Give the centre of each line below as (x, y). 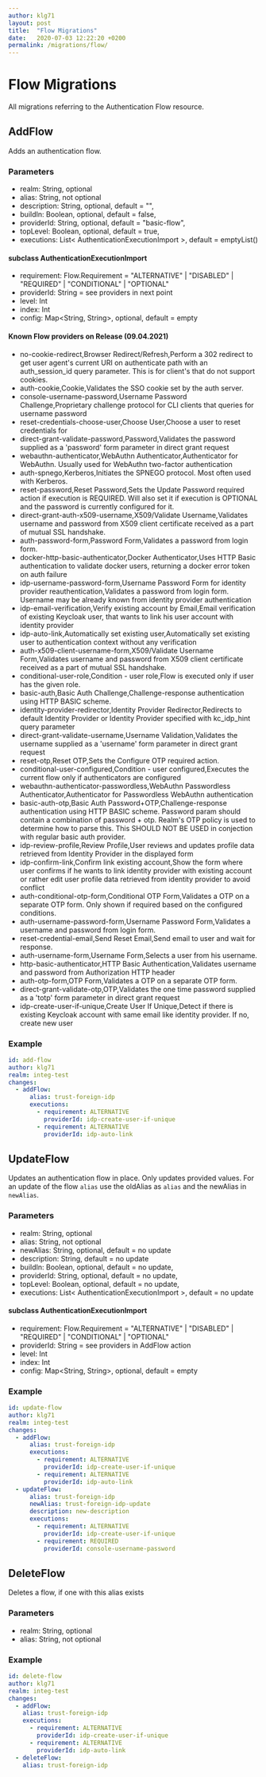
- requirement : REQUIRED (78, 1541)
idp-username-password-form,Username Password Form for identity (133, 583)
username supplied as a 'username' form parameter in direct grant (129, 743)
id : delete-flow (35, 1677)
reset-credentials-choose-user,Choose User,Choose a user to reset (130, 422)
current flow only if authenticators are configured (100, 777)
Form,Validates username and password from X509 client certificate (131, 659)
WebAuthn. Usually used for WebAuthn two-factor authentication (126, 464)
